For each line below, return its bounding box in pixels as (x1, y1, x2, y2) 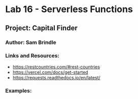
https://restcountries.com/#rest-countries (12, 64, 100, 70)
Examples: (5, 87, 32, 94)
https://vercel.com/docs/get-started (12, 69, 88, 75)
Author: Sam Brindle (5, 39, 57, 46)
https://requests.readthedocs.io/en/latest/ (12, 74, 100, 80)
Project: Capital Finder (5, 24, 78, 32)
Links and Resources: (5, 52, 60, 59)
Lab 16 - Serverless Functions (5, 4, 133, 15)
